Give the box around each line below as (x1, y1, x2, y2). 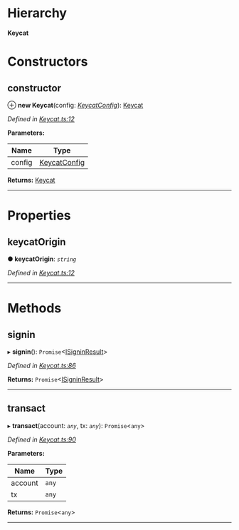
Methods (7, 300, 62, 317)
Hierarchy (7, 5, 68, 21)
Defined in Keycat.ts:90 (7, 435, 77, 444)
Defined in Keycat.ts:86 (7, 361, 76, 370)
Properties (7, 208, 71, 224)
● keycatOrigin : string (7, 255, 77, 263)
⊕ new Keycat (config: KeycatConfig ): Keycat (7, 101, 144, 109)
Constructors (7, 53, 88, 70)
